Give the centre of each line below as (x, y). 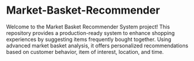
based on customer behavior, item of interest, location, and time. (85, 52)
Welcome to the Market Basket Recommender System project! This (88, 27)
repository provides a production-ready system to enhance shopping (90, 33)
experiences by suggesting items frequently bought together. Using (89, 39)
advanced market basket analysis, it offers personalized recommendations (97, 46)
